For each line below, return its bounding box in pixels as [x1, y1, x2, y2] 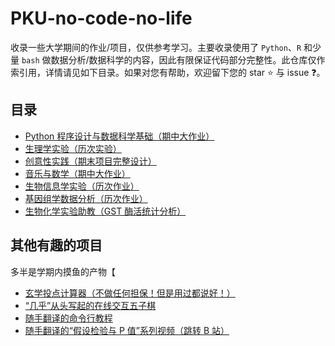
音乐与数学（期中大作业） [24, 167, 131, 179]
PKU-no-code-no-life [10, 7, 193, 30]
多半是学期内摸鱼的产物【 [10, 265, 116, 277]
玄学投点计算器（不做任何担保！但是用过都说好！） [24, 287, 236, 299]
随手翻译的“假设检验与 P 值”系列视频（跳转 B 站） [24, 324, 230, 336]
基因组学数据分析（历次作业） [24, 192, 148, 204]
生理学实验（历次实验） [24, 142, 122, 154]
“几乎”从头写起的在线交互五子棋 [24, 299, 157, 311]
